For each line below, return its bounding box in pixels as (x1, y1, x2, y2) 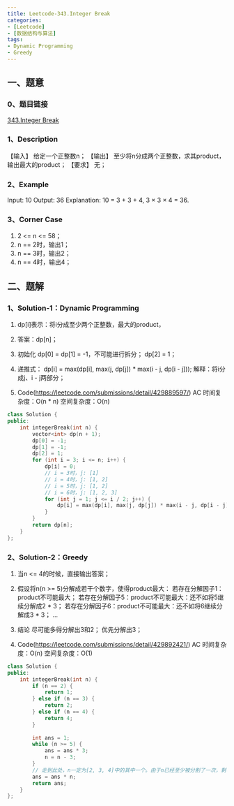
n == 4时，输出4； (17, 258, 72, 266)
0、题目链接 (7, 99, 48, 109)
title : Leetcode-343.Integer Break (7, 10, 111, 17)
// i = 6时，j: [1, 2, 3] (44, 489, 118, 496)
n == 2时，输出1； (17, 240, 70, 249)
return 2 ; (44, 702, 73, 709)
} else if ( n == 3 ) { (32, 696, 95, 703)
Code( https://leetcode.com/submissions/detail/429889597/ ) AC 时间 (17, 388, 216, 397)
